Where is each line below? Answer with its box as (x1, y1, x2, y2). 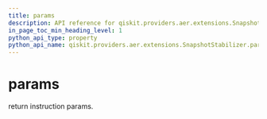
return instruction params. (8, 102, 94, 111)
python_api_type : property (8, 33, 98, 42)
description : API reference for (8, 19, 115, 27)
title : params (8, 11, 56, 20)
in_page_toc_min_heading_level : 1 (8, 26, 123, 34)
